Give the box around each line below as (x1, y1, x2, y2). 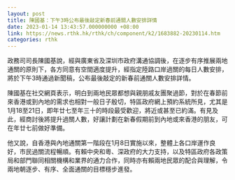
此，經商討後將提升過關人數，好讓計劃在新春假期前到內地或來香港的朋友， (7, 115, 222, 123)
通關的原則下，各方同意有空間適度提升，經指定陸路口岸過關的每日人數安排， (7, 65, 228, 74)
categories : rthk (7, 36, 58, 43)
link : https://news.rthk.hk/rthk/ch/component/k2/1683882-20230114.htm (7, 29, 220, 37)
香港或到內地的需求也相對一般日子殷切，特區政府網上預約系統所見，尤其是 (13, 97, 228, 106)
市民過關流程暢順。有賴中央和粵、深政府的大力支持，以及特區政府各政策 (19, 148, 228, 156)
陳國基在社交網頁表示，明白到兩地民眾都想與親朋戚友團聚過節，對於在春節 (7, 89, 222, 97)
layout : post (7, 10, 45, 18)
